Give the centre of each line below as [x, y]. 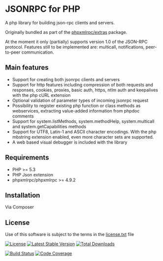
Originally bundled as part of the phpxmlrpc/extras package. [66, 32]
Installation [23, 195]
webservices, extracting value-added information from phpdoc [76, 111]
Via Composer [20, 207]
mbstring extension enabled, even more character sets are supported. [83, 137]
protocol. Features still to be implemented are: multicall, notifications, [75, 47]
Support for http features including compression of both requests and [82, 85]
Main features [27, 68]
